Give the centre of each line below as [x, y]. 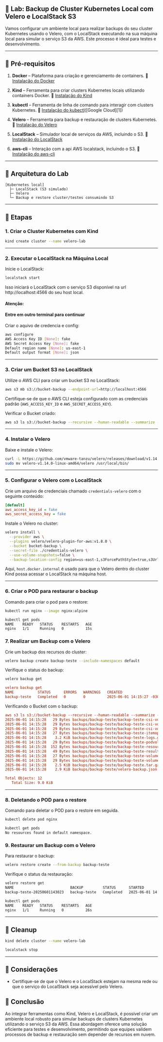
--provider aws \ [27, 537]
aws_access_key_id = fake [31, 510]
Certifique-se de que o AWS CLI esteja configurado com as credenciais [76, 398]
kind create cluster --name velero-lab [45, 241]
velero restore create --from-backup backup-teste [57, 865]
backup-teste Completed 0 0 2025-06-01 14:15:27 [77, 697]
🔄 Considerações [32, 970]
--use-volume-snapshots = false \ [42, 555]
